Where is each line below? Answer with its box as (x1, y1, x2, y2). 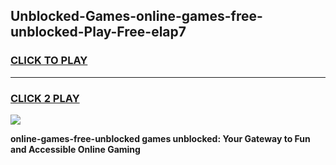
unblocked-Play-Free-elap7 (10, 24, 187, 41)
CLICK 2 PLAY (10, 91, 80, 105)
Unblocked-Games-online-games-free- (10, 8, 263, 25)
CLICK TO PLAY (10, 54, 88, 68)
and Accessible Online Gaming (10, 143, 141, 155)
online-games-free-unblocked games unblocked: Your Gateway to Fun (10, 132, 311, 144)
